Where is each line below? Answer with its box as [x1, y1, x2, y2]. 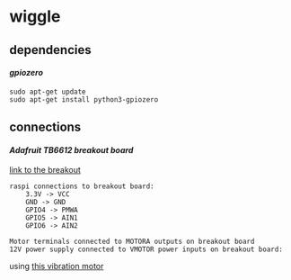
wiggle [9, 6, 61, 27]
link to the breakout [9, 165, 81, 176]
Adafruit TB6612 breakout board [9, 144, 134, 155]
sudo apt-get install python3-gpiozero [9, 95, 159, 104]
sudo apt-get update [9, 87, 87, 96]
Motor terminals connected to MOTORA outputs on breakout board [9, 237, 255, 247]
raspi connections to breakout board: [9, 182, 154, 191]
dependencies [9, 42, 92, 58]
